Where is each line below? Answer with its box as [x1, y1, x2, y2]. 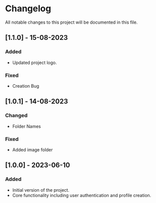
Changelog [5, 3, 51, 14]
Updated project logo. [12, 60, 57, 66]
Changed [5, 112, 28, 119]
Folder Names [12, 123, 41, 129]
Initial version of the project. [12, 187, 70, 193]
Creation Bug [12, 83, 39, 89]
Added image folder [12, 146, 53, 153]
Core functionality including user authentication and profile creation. [12, 192, 152, 198]
